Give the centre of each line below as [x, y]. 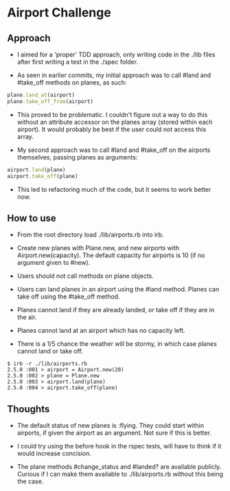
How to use [32, 218]
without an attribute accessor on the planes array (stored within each [115, 122]
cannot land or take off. [50, 351]
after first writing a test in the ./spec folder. [78, 62]
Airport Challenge [59, 13]
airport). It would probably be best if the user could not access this [112, 129]
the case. [30, 481]
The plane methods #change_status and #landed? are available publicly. [119, 467]
